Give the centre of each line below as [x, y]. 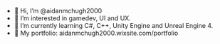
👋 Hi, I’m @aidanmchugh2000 [58, 11]
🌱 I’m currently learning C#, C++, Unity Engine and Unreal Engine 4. [114, 25]
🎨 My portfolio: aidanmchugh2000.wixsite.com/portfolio [96, 33]
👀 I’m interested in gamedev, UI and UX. [73, 18]
